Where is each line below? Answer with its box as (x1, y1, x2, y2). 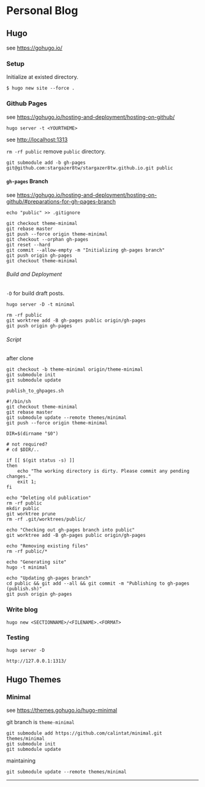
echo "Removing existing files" (6, 543, 88, 549)
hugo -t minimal (6, 564, 48, 571)
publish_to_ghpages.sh (6, 388, 64, 394)
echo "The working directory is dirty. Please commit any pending (17, 468, 190, 475)
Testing (6, 634, 29, 642)
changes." (6, 473, 32, 480)
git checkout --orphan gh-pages (6, 236, 88, 242)
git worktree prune (6, 511, 56, 517)
